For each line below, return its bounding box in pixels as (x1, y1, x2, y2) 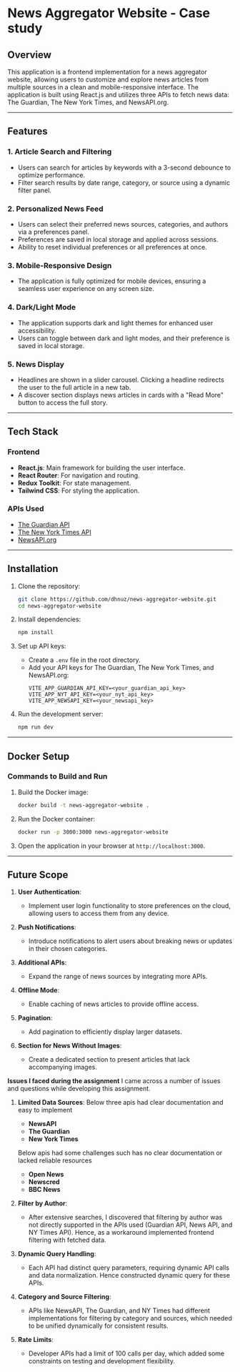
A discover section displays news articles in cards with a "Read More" (17, 390, 224, 399)
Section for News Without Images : (17, 1042, 122, 1050)
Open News (28, 1170, 64, 1179)
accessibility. (17, 326, 56, 335)
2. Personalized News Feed (7, 204, 104, 214)
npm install (17, 629, 54, 636)
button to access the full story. (17, 398, 108, 407)
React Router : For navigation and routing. (17, 470, 141, 480)
